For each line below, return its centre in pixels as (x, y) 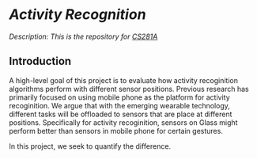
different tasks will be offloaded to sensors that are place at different (121, 114)
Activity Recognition (77, 15)
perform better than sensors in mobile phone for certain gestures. (116, 131)
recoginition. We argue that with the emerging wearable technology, (119, 105)
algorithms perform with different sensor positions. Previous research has (129, 89)
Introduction (40, 61)
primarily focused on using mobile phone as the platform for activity (119, 97)
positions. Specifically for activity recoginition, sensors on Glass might (123, 122)
